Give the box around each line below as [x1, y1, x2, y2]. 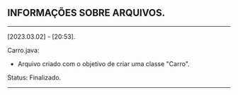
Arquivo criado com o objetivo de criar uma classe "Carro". [17, 59, 190, 68]
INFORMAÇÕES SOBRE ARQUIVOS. [7, 7, 165, 19]
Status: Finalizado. [7, 73, 62, 82]
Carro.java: [7, 46, 40, 54]
